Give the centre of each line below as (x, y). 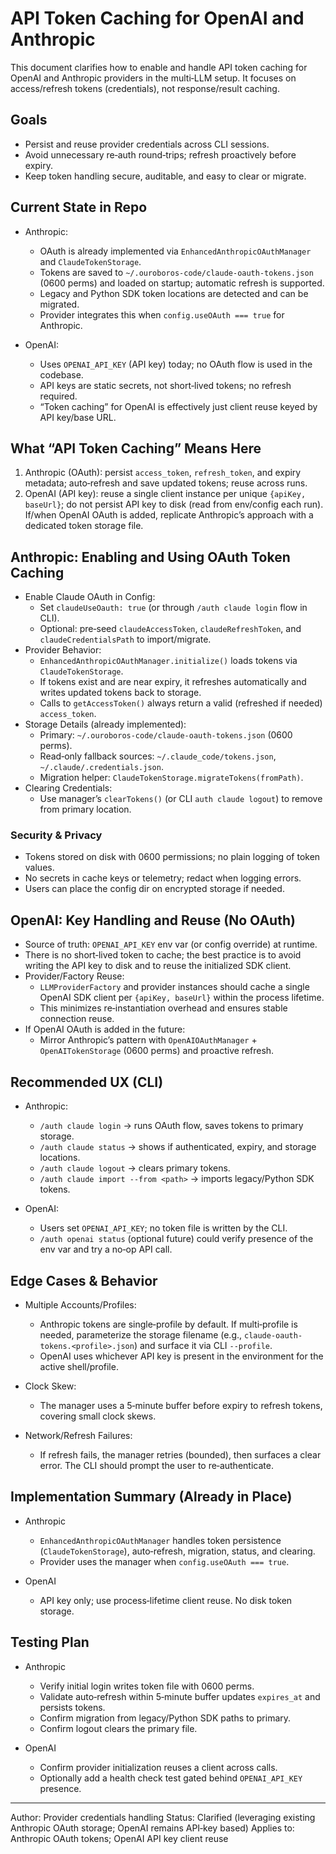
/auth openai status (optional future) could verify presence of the (176, 1239)
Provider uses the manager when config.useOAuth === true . (164, 1561)
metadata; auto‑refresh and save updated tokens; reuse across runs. (166, 483)
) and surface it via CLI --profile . (203, 1345)
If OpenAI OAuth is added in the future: (105, 1029)
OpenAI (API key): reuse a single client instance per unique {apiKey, (165, 494)
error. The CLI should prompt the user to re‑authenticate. (156, 1465)
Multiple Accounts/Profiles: (80, 1304)
